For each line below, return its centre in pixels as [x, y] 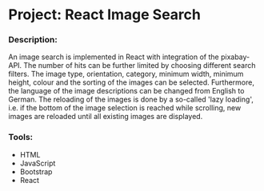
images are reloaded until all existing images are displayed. [106, 117]
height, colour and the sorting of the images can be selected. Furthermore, [131, 82]
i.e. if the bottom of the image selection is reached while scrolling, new [125, 108]
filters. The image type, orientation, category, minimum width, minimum [126, 74]
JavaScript [38, 163]
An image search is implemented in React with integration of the [114, 57]
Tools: [21, 137]
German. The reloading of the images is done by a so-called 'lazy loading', [131, 99]
